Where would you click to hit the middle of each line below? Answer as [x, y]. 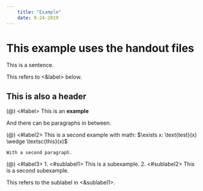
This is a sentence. [30, 65]
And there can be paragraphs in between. [59, 123]
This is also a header [46, 96]
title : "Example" [39, 12]
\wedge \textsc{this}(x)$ [37, 141]
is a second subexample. [38, 171]
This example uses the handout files [100, 48]
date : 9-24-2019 [38, 18]
